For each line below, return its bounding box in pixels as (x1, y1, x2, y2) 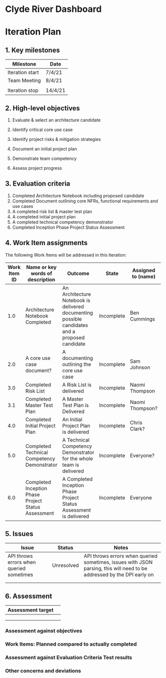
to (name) (131, 273, 156, 280)
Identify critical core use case (12, 127, 73, 133)
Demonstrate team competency (12, 155, 77, 161)
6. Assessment (5, 592, 52, 600)
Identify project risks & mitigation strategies (12, 136, 101, 142)
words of (30, 270, 52, 276)
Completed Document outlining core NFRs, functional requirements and (12, 198, 158, 204)
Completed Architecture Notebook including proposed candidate (12, 193, 144, 199)
